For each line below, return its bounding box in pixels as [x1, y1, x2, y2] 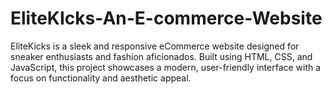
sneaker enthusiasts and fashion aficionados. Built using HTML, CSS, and [10, 50, 313, 62]
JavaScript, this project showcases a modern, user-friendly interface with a [10, 61, 322, 73]
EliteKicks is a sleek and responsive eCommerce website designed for [10, 40, 300, 52]
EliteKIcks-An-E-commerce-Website [10, 7, 323, 30]
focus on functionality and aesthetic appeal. [10, 72, 192, 84]
